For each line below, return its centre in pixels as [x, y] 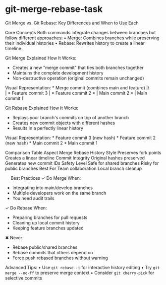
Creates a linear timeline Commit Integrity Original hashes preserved [75, 158]
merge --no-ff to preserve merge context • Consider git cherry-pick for [80, 273]
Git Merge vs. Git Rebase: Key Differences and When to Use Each [72, 23]
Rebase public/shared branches [45, 247]
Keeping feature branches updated [48, 228]
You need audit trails [33, 198]
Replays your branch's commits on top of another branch [71, 117]
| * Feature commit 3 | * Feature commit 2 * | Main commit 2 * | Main [76, 93]
